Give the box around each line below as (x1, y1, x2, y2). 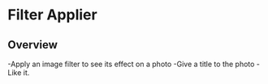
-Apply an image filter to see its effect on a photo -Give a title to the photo (7, 59, 255, 69)
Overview (7, 38, 58, 52)
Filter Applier (7, 6, 98, 24)
